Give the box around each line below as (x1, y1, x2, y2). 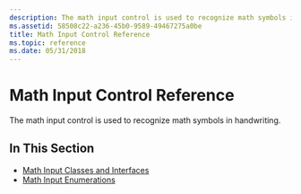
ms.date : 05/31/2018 (9, 47, 87, 56)
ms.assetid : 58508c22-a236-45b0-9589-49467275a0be (9, 22, 202, 31)
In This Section (9, 141, 95, 156)
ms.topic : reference (9, 38, 87, 48)
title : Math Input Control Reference (9, 30, 150, 39)
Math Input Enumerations (21, 174, 116, 185)
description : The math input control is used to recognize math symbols (9, 13, 287, 22)
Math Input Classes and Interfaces (21, 164, 150, 175)
